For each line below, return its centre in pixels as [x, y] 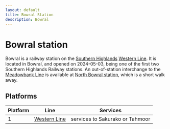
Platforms [21, 96]
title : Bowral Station [29, 15]
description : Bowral [27, 19]
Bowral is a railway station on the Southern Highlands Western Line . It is [81, 58]
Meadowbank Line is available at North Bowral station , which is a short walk [85, 75]
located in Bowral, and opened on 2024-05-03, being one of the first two [82, 64]
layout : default [22, 10]
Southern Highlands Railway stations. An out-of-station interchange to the [83, 70]
